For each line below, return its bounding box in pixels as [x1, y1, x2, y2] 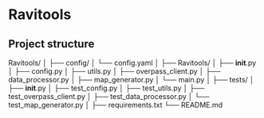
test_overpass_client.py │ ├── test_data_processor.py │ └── [8, 92, 210, 101]
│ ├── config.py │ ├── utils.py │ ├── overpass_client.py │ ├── [8, 67, 221, 76]
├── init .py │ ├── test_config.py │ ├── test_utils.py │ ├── [8, 83, 205, 93]
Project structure [8, 37, 95, 51]
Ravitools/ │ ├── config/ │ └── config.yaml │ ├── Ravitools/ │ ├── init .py [8, 58, 257, 67]
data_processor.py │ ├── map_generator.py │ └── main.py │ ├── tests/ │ [8, 75, 255, 84]
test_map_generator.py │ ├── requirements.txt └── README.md [8, 101, 223, 109]
